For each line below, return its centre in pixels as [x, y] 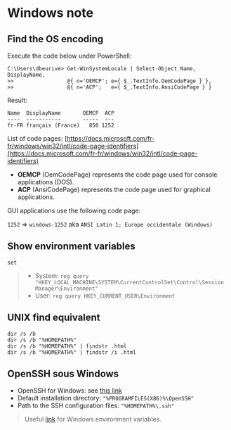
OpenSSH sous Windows [63, 374]
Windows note [50, 13]
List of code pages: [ [37, 138]
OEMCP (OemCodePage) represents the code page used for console [117, 175]
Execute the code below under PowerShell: [70, 56]
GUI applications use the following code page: [74, 210]
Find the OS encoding [55, 39]
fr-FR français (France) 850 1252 [61, 125]
